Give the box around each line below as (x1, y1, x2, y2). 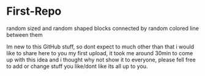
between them (6, 31, 43, 38)
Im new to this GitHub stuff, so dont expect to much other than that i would (6, 43, 195, 50)
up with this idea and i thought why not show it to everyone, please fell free (6, 56, 196, 63)
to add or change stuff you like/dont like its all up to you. (6, 63, 148, 70)
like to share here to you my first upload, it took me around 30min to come (6, 49, 193, 56)
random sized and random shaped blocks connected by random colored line (6, 25, 199, 32)
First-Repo (6, 4, 62, 18)
